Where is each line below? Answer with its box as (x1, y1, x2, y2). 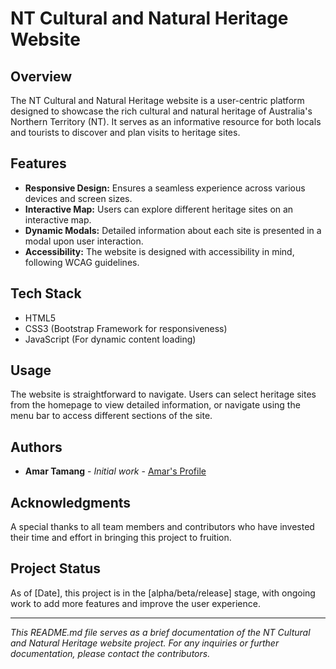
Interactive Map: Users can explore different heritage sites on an (24, 203, 294, 215)
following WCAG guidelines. (24, 256, 140, 268)
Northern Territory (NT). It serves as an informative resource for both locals (10, 116, 322, 127)
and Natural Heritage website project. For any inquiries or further (10, 637, 280, 649)
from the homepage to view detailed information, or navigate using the (10, 399, 301, 411)
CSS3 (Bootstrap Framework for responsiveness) (24, 322, 228, 334)
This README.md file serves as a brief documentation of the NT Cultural (10, 626, 311, 638)
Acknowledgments (10, 494, 132, 511)
